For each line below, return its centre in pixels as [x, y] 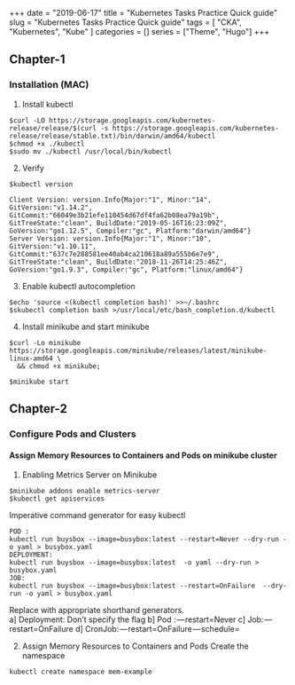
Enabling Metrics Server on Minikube [89, 475]
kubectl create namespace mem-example [81, 672]
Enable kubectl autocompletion [78, 286]
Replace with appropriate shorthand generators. [97, 610]
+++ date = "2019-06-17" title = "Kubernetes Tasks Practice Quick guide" [143, 13]
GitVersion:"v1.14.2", [51, 208]
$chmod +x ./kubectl [47, 144]
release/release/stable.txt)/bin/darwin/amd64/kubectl [113, 136]
